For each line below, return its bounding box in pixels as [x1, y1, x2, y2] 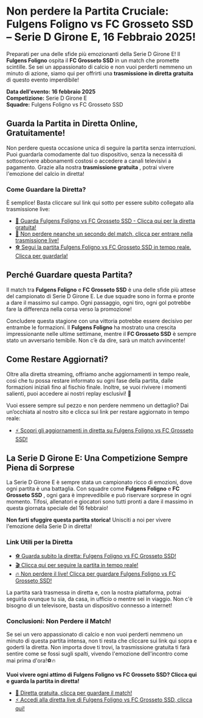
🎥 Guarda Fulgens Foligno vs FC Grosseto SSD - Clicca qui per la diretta [15, 217, 196, 225]
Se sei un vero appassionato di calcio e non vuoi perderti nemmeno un [6, 631, 184, 638]
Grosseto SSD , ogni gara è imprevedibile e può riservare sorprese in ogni [6, 492, 191, 499]
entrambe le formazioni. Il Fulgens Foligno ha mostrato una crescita [6, 324, 176, 331]
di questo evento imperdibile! [6, 76, 79, 83]
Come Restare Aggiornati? [6, 354, 108, 364]
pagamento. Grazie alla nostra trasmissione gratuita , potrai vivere [6, 163, 174, 171]
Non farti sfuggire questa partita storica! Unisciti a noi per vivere [6, 516, 171, 524]
